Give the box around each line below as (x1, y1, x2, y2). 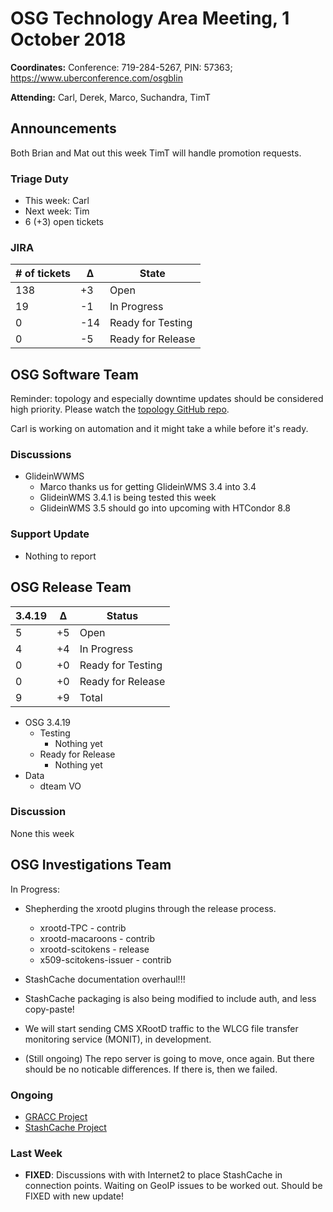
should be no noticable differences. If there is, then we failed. (24, 1063, 278, 1075)
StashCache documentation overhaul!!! (24, 973, 186, 985)
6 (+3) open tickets (24, 216, 104, 228)
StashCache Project (24, 1121, 107, 1133)
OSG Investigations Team (10, 857, 172, 874)
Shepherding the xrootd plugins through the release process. (24, 902, 277, 914)
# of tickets (15, 267, 71, 281)
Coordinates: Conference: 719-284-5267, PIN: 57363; (10, 61, 233, 73)
